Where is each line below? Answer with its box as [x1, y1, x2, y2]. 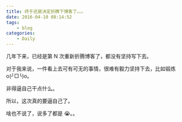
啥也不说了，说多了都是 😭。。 [6, 110, 78, 117]
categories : [6, 30, 35, 36]
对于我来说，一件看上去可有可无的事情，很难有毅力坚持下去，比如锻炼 [6, 65, 176, 72]
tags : [6, 19, 19, 25]
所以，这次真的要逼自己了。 [6, 97, 73, 104]
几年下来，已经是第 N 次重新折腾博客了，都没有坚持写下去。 [6, 53, 152, 59]
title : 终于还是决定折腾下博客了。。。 [6, 8, 86, 15]
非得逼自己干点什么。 [6, 85, 58, 91]
